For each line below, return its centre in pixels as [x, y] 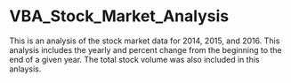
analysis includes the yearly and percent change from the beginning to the [145, 49]
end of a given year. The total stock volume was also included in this [134, 59]
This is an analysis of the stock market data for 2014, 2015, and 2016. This [145, 41]
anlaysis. [25, 69]
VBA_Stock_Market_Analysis [119, 16]
